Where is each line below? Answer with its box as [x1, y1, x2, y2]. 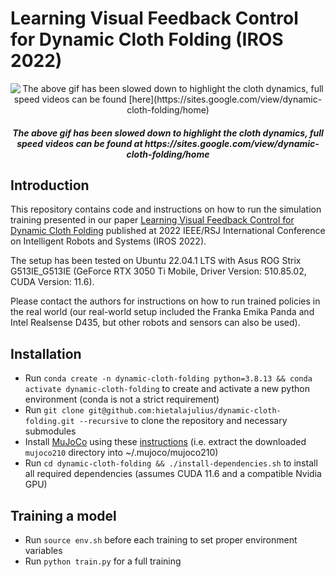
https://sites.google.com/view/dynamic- [144, 137, 320, 149]
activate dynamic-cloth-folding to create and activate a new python [24, 383, 310, 395]
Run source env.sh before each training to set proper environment [24, 533, 298, 546]
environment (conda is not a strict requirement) [24, 393, 220, 406]
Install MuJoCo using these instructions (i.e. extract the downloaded [24, 436, 307, 448]
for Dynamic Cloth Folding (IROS [10, 28, 284, 51]
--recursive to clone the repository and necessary [78, 415, 288, 427]
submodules [24, 425, 77, 437]
